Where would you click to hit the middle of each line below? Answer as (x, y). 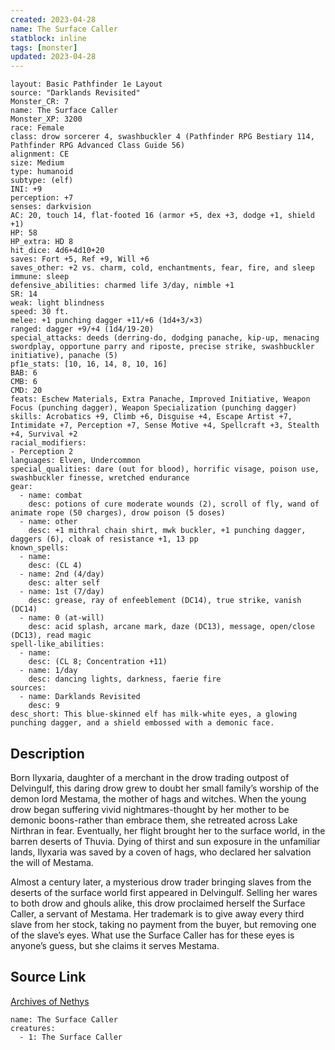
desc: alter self (64, 583)
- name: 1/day (48, 671)
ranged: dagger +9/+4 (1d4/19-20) (82, 329)
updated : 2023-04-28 (53, 57)
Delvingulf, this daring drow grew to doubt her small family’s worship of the (165, 788)
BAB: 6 (24, 373)
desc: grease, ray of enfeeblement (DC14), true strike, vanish (165, 601)
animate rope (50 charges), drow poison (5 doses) (118, 513)
